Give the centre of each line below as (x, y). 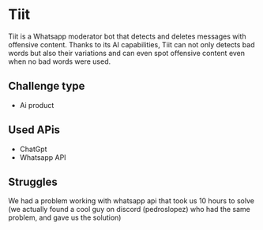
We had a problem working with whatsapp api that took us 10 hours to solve (131, 201)
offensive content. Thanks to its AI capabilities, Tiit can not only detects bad (131, 44)
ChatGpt (33, 149)
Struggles (33, 182)
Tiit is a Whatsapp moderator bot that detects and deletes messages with (127, 36)
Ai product (37, 105)
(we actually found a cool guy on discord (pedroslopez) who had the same (130, 210)
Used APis (34, 130)
